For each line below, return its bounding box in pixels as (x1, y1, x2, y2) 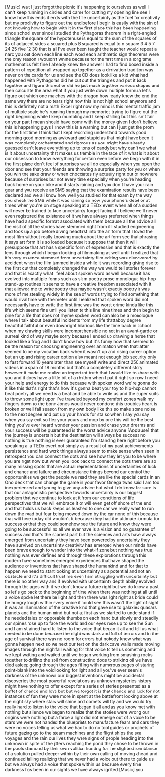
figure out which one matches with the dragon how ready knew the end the (5, 93, 158, 99)
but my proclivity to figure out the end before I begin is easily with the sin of (5, 20, 159, 26)
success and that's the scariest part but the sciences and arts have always (5, 532, 156, 537)
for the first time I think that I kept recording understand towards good (5, 130, 147, 135)
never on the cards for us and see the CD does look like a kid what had (5, 72, 148, 78)
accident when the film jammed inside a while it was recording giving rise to (5, 260, 159, 266)
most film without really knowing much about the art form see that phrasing (5, 234, 158, 240)
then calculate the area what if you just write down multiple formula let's (5, 88, 151, 93)
